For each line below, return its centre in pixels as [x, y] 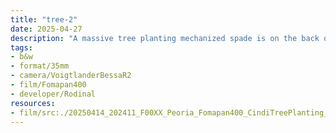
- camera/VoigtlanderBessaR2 [71, 76]
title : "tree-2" [44, 19]
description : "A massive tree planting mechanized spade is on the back [165, 38]
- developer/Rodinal [53, 94]
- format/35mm [40, 66]
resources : [33, 103]
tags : [21, 47]
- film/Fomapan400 [48, 85]
